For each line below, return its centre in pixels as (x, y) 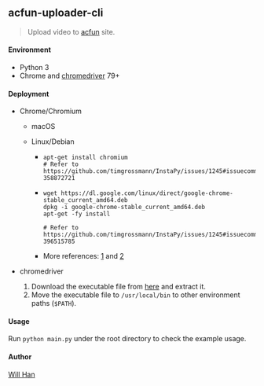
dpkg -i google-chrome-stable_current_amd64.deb (124, 208)
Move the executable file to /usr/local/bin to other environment (136, 295)
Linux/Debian (53, 142)
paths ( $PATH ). (54, 303)
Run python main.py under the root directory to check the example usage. (127, 339)
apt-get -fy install (77, 214)
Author (20, 357)
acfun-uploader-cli (56, 13)
